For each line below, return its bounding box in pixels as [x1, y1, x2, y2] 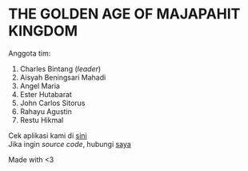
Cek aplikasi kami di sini [8, 130, 87, 140]
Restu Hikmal [19, 115, 64, 124]
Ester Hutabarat [19, 89, 72, 99]
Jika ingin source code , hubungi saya [8, 139, 132, 149]
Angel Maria [19, 81, 60, 91]
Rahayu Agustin [19, 106, 72, 116]
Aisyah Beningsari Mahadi [19, 72, 106, 82]
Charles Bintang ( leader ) [19, 63, 102, 73]
